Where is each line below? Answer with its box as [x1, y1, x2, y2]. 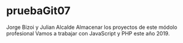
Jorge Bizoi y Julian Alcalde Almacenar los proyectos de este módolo [6, 24, 178, 31]
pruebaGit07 [6, 4, 71, 18]
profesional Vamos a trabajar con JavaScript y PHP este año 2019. [6, 29, 170, 37]
